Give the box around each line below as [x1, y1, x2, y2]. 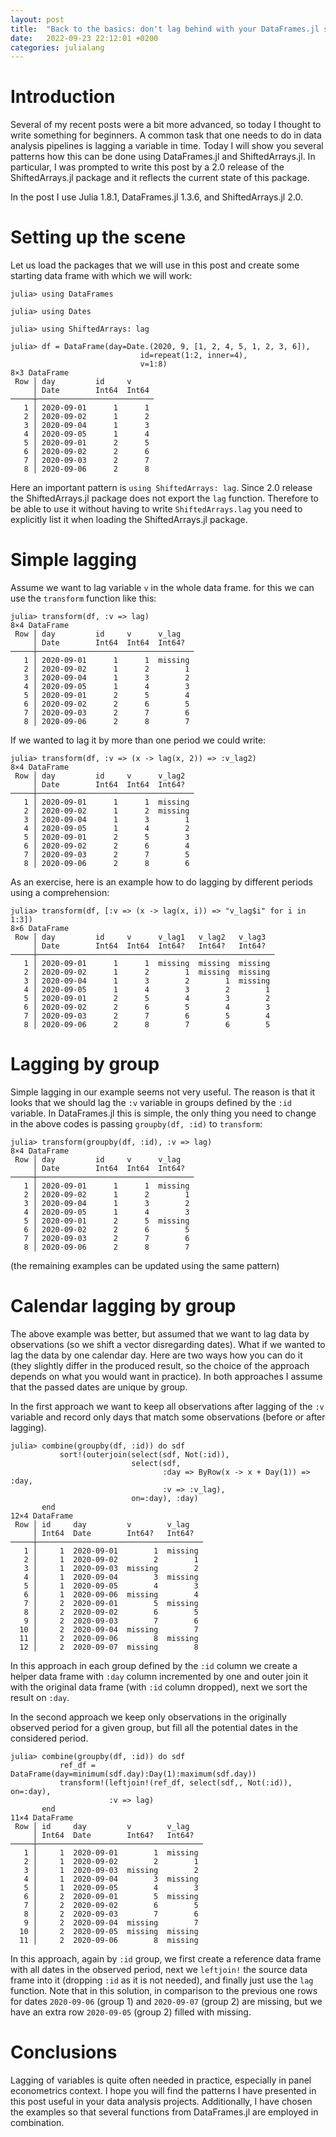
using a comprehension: [10, 887, 110, 899]
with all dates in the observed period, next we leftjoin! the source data [10, 1963, 308, 1975]
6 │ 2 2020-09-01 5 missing [23, 1891, 199, 1901]
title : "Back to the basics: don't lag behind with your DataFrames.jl [10, 24, 320, 34]
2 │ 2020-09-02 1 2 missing [23, 806, 190, 816]
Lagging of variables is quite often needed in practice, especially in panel [10, 2074, 312, 2086]
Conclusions [10, 2041, 118, 2064]
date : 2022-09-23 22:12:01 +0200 [10, 33, 159, 43]
